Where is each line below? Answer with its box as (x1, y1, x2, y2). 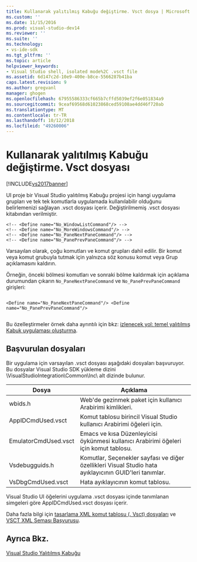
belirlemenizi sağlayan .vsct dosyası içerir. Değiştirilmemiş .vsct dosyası (6, 204, 180, 211)
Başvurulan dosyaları (6, 344, 86, 354)
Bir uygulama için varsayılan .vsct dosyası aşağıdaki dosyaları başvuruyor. (6, 359, 185, 367)
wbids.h (9, 400, 31, 408)
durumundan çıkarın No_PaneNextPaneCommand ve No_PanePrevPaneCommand (6, 277, 181, 285)
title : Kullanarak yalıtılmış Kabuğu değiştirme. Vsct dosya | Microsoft (6, 8, 191, 15)
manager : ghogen (6, 90, 46, 96)
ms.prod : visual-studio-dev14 (6, 25, 80, 31)
